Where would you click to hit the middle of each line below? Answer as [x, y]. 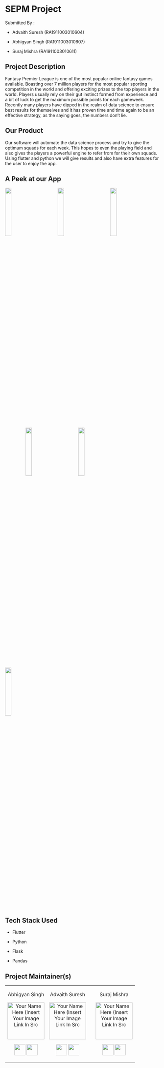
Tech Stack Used [31, 920]
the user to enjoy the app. [31, 163]
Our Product [24, 131]
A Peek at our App [33, 179]
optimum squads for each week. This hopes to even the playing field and [78, 148]
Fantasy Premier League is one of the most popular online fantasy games [79, 78]
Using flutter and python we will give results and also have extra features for [82, 158]
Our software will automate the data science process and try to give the [77, 142]
